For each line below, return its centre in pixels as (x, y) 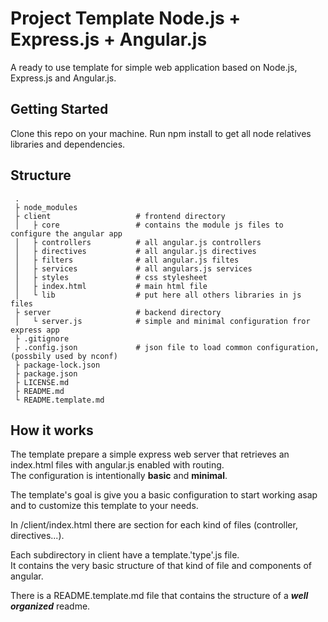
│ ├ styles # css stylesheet (111, 277)
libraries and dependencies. (68, 144)
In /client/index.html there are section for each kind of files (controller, (154, 525)
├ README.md (39, 391)
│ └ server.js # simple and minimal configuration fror (162, 321)
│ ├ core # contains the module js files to (149, 225)
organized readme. (50, 606)
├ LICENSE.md (42, 382)
